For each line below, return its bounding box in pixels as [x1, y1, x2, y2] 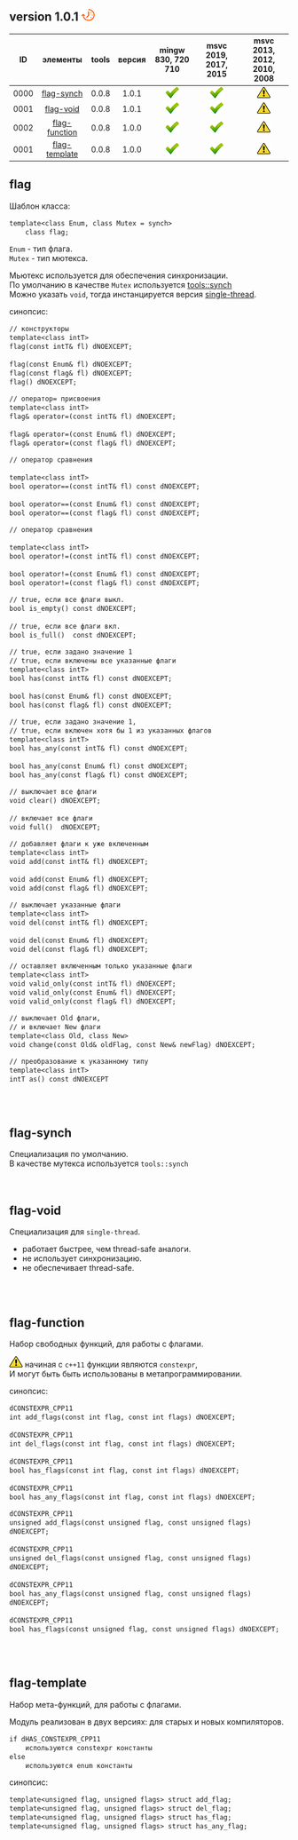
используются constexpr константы [25, 1743, 153, 1752]
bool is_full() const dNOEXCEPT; [9, 631, 137, 639]
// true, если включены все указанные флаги [9, 656, 176, 665]
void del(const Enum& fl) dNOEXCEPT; [9, 936, 149, 945]
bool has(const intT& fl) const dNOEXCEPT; [9, 674, 173, 683]
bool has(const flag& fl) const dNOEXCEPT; [9, 701, 173, 710]
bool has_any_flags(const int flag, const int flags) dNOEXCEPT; [9, 1493, 255, 1502]
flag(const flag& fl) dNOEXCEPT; [9, 369, 133, 377]
